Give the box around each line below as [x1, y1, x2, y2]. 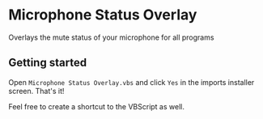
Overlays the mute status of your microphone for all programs [8, 32, 214, 42]
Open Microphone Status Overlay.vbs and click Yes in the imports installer [8, 77, 255, 87]
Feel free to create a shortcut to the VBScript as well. [8, 101, 185, 111]
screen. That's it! [8, 86, 65, 96]
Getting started [8, 56, 87, 70]
